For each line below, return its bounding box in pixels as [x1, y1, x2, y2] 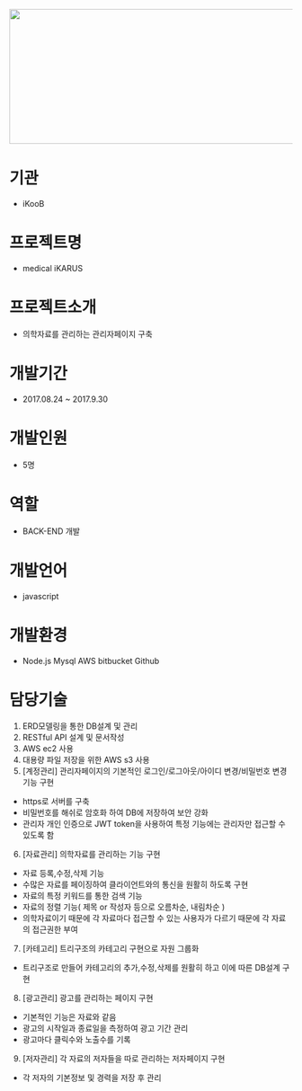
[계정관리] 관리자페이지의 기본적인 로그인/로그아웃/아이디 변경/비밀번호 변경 [22, 766, 288, 776]
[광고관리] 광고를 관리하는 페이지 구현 [22, 993, 154, 1004]
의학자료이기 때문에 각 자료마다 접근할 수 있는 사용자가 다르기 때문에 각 [22, 913, 270, 924]
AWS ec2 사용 [22, 743, 74, 754]
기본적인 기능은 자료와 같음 [22, 1012, 117, 1023]
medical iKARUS [22, 262, 84, 273]
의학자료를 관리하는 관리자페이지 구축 [22, 328, 153, 339]
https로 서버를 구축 [22, 796, 90, 807]
